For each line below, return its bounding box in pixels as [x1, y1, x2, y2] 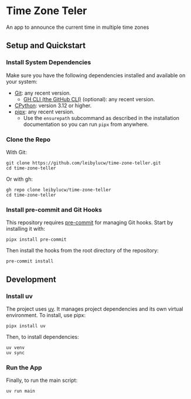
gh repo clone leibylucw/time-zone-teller [6, 187, 111, 192]
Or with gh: [6, 175, 33, 182]
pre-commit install [6, 258, 54, 264]
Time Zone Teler [6, 4, 87, 18]
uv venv [6, 344, 25, 351]
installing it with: [6, 225, 46, 232]
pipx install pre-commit [6, 237, 67, 242]
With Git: [6, 148, 28, 155]
